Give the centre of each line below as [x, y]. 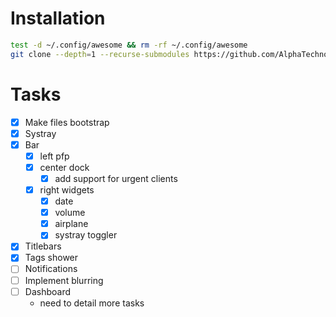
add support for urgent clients [116, 178]
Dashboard [47, 291]
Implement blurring [64, 280]
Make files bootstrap [67, 122]
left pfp [54, 156]
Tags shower [51, 258]
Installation [58, 18]
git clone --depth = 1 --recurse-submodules [100, 54]
